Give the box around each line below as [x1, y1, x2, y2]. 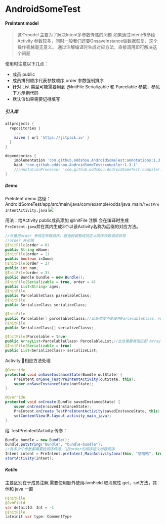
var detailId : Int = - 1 [5, 505, 54, 510]
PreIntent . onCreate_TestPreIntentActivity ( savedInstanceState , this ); [14, 408, 163, 413]
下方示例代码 [12, 90, 39, 96]
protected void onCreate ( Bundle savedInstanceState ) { [5, 400, 121, 405]
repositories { [9, 126, 41, 131]
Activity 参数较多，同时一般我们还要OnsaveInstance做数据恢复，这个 [17, 38, 158, 44]
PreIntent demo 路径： [5, 195, 51, 201]
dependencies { [5, 153, 37, 158]
